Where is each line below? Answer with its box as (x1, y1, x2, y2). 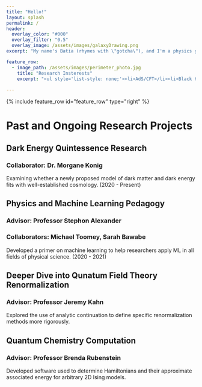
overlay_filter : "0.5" (11, 37, 69, 43)
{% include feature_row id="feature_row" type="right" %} (6, 98, 150, 105)
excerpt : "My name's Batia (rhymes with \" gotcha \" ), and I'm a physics (6, 48, 192, 54)
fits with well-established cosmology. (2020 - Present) (6, 181, 141, 188)
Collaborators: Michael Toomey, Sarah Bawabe (6, 233, 146, 241)
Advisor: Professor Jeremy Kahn (6, 298, 104, 306)
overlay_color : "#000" (11, 31, 69, 37)
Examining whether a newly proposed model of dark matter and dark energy (6, 175, 195, 181)
